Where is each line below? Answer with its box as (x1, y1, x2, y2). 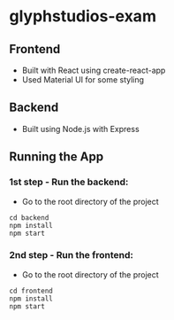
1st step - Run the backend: (9, 176, 129, 188)
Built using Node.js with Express (21, 123, 140, 134)
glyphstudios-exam (9, 6, 157, 27)
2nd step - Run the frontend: (9, 249, 134, 261)
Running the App (9, 149, 104, 165)
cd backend (9, 213, 49, 222)
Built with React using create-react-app (21, 65, 166, 75)
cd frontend (9, 286, 53, 295)
